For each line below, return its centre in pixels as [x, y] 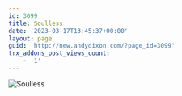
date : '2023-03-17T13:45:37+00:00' [68, 31]
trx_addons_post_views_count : [59, 53]
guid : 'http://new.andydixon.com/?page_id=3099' [92, 46]
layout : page [30, 38]
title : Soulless [36, 23]
